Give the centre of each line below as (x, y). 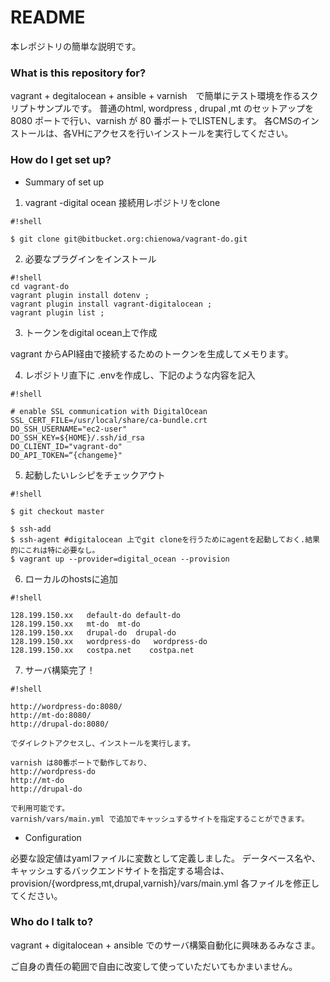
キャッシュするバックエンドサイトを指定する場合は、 (120, 870)
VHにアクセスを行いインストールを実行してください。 (182, 133)
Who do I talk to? (52, 922)
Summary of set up (64, 182)
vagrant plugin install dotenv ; (80, 295)
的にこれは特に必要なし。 (55, 550)
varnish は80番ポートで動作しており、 (81, 762)
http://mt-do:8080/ (51, 715)
